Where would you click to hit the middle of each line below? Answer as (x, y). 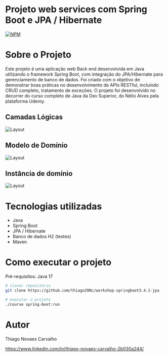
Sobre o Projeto (38, 55)
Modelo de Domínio (36, 145)
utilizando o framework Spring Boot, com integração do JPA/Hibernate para (84, 74)
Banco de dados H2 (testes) (42, 237)
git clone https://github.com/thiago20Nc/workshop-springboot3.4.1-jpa (82, 290)
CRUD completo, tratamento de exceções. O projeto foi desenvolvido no (80, 90)
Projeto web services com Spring (76, 9)
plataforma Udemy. (25, 101)
